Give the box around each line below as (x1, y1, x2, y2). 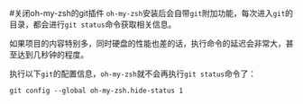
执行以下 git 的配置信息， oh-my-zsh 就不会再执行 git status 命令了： (9, 68, 257, 79)
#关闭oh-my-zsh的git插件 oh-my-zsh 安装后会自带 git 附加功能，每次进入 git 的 (9, 8, 294, 18)
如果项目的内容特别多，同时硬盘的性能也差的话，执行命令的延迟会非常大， (9, 39, 286, 48)
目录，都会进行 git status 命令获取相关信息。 (9, 19, 177, 30)
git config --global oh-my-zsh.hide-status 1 (9, 86, 183, 95)
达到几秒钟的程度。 (16, 49, 88, 60)
